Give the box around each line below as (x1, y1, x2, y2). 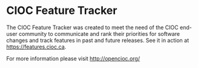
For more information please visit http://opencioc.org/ (6, 55, 140, 62)
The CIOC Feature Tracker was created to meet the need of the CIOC (6, 24, 179, 31)
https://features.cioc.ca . (6, 43, 67, 50)
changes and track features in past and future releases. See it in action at (6, 36, 190, 44)
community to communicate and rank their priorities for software (19, 30, 180, 37)
